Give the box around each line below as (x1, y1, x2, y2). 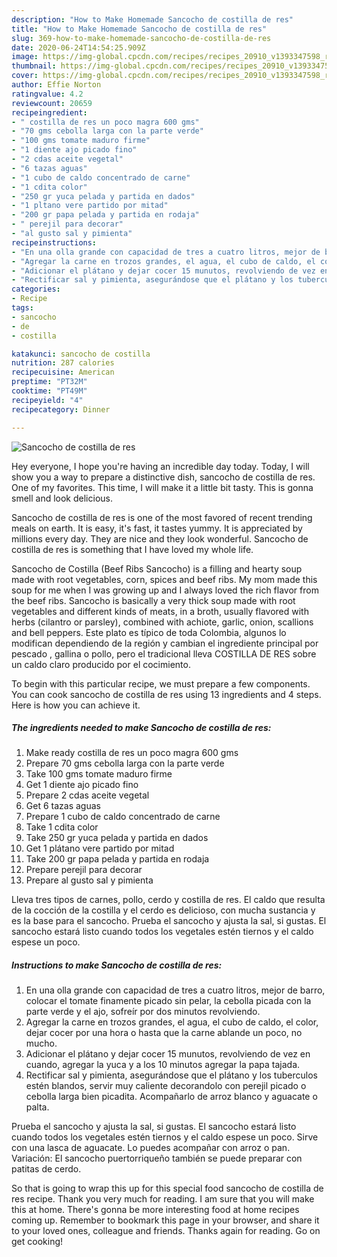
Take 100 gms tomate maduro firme (25, 768, 173, 780)
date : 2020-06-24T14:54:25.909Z (11, 42, 146, 53)
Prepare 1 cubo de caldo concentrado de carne (25, 811, 221, 823)
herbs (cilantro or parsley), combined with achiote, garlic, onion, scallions (11, 616, 314, 628)
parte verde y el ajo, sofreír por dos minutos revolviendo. (25, 1006, 261, 1018)
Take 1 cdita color (25, 821, 99, 833)
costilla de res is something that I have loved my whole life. (11, 543, 254, 555)
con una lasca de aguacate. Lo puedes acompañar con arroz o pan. (11, 1142, 291, 1154)
